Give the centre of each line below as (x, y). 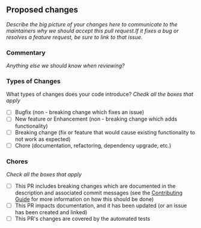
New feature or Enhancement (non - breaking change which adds (96, 119)
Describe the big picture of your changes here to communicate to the (92, 24)
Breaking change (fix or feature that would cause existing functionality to (105, 132)
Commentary (26, 52)
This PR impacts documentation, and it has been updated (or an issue (101, 206)
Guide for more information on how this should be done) (84, 199)
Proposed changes (42, 10)
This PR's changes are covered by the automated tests (82, 219)
